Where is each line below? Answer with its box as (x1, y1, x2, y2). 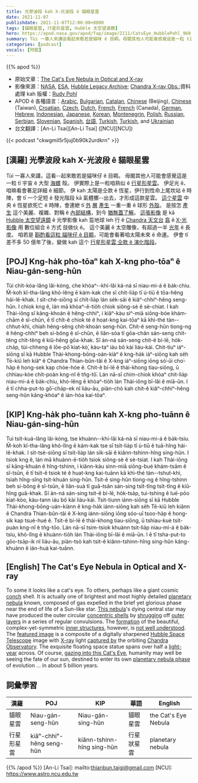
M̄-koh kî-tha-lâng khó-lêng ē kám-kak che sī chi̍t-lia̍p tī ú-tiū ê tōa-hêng (6, 289, 184, 296)
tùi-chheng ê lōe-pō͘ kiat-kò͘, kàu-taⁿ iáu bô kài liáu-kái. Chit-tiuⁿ (21, 343, 176, 351)
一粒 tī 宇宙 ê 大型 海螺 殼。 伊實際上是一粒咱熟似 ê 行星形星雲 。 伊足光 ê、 (6, 179, 189, 186)
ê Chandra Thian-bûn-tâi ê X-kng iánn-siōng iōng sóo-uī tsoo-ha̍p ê (6, 510, 172, 517)
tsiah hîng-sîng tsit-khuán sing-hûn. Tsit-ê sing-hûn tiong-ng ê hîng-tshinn (6, 476, 187, 483)
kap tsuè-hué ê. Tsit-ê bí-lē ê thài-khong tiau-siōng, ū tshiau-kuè (14, 517, 172, 524)
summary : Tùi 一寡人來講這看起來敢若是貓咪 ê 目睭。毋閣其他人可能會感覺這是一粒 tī (6, 36, 193, 42)
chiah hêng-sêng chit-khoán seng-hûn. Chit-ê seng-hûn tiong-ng (32, 323, 192, 330)
